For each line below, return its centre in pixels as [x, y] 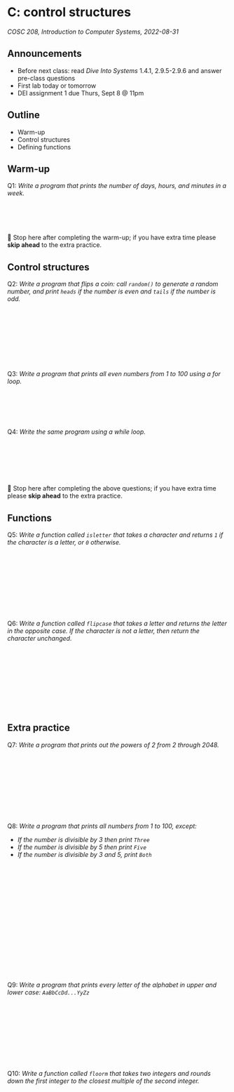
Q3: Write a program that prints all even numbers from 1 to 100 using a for [114, 374]
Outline [23, 115]
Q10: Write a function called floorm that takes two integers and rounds [109, 1073]
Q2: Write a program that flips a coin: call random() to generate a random [113, 284]
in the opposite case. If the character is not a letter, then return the [103, 631]
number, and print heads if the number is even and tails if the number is [111, 291]
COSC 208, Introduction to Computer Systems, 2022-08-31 [93, 32]
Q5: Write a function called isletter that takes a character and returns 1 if [115, 535]
